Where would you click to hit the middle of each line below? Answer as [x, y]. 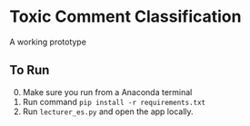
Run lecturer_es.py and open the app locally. [108, 111]
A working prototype [48, 42]
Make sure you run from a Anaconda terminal [107, 92]
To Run [30, 70]
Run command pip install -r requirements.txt [114, 102]
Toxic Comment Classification [125, 17]
